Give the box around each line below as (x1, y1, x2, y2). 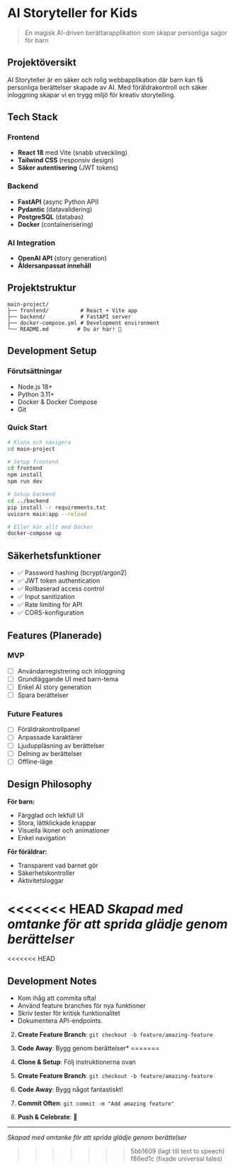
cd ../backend (7, 497, 50, 505)
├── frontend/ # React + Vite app (7, 307, 138, 314)
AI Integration (7, 238, 55, 248)
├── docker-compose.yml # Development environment (7, 319, 160, 326)
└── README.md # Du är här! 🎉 (7, 325, 122, 333)
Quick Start (7, 422, 47, 432)
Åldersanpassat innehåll (17, 261, 91, 270)
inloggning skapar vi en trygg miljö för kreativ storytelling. (7, 90, 176, 99)
